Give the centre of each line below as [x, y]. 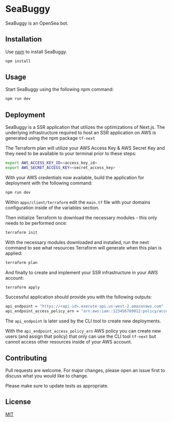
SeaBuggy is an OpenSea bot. [37, 23]
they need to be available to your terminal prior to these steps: [71, 154]
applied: [14, 253]
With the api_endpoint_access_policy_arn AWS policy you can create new [83, 331]
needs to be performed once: [36, 223]
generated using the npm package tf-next [50, 138]
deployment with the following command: [49, 183]
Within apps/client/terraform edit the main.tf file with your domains [78, 202]
